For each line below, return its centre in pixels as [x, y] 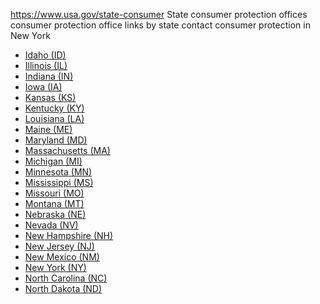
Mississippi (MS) [59, 182]
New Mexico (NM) [62, 257]
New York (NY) [55, 267]
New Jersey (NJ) [59, 246]
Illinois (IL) [46, 65]
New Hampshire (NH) [69, 235]
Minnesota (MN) [58, 172]
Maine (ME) [48, 129]
